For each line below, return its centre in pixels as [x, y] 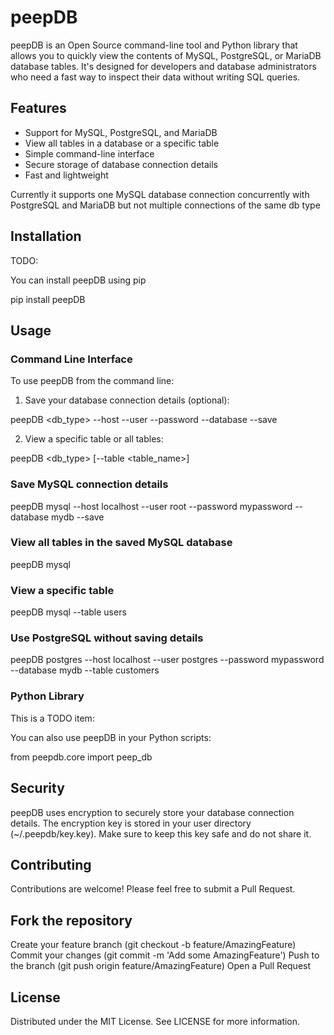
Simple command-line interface [89, 153]
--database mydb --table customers [85, 670]
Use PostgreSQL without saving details [107, 638]
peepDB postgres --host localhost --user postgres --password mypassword [167, 660]
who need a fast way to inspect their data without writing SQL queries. [155, 77]
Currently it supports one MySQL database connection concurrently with [160, 194]
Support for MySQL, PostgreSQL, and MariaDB [121, 132]
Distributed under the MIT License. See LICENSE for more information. [155, 1021]
